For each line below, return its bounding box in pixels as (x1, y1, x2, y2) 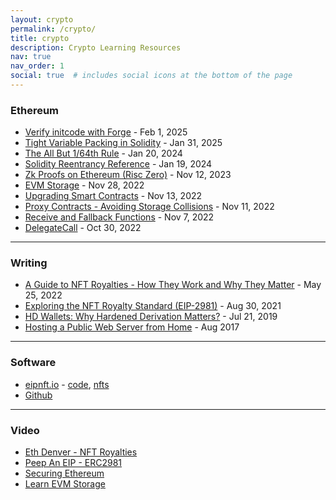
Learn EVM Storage (24, 478, 106, 490)
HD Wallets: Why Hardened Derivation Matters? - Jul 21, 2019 (24, 311, 278, 323)
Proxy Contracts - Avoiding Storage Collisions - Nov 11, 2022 (24, 201, 275, 213)
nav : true (10, 52, 52, 62)
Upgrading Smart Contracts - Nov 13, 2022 (24, 190, 203, 202)
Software (10, 356, 57, 370)
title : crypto (10, 33, 70, 43)
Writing (10, 256, 48, 270)
